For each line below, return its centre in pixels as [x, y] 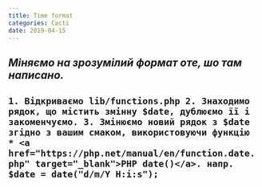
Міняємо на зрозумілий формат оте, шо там [125, 62]
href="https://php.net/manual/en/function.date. [132, 154]
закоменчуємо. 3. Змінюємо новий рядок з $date [129, 122]
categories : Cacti [39, 23]
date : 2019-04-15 [37, 30]
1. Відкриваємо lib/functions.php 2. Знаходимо [129, 101]
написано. [36, 75]
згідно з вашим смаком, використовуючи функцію [129, 132]
